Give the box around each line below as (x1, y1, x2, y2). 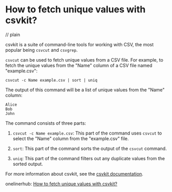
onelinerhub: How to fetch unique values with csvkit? (5, 181, 118, 187)
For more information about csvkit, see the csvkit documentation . (5, 170, 144, 177)
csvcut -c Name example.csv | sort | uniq (5, 78, 98, 83)
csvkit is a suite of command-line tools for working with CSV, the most (5, 41, 154, 47)
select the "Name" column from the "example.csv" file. (12, 135, 129, 142)
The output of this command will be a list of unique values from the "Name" (5, 86, 165, 93)
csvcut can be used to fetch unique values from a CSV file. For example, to (5, 56, 163, 63)
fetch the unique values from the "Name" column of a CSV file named (5, 62, 152, 68)
